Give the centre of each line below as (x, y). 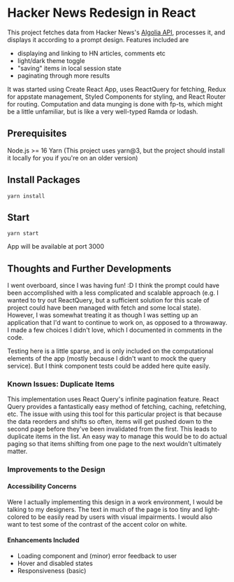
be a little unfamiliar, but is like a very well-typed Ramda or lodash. (103, 111)
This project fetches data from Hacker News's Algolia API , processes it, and (116, 32)
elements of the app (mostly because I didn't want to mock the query (107, 359)
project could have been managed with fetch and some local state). (104, 308)
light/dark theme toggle (51, 60)
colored (18, 517)
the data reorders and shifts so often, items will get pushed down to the (110, 422)
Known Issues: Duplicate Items (61, 384)
